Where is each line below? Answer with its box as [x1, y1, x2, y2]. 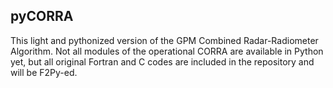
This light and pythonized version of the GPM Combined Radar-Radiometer [10, 34, 319, 46]
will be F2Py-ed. [10, 66, 78, 78]
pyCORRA [10, 8, 74, 25]
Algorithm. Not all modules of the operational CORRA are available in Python [10, 45, 324, 57]
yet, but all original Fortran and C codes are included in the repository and [10, 55, 315, 68]
